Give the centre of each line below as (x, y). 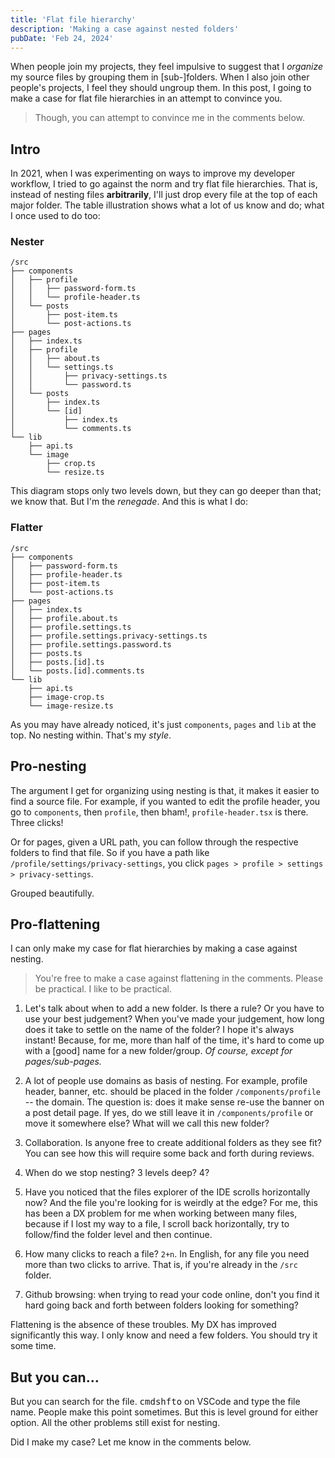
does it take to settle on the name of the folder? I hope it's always (159, 1030)
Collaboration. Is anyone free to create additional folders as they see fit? (173, 1143)
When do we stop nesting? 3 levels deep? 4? (117, 1173)
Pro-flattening (55, 924)
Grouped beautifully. (52, 893)
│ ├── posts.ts (46, 653)
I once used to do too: (55, 216)
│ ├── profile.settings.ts (71, 627)
